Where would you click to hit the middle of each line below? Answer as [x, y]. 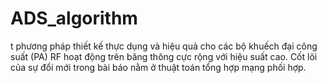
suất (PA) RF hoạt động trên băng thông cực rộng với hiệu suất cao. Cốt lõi [164, 56]
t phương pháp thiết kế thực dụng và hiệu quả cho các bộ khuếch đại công [164, 46]
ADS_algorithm [74, 18]
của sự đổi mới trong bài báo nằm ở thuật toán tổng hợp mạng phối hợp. [158, 67]
